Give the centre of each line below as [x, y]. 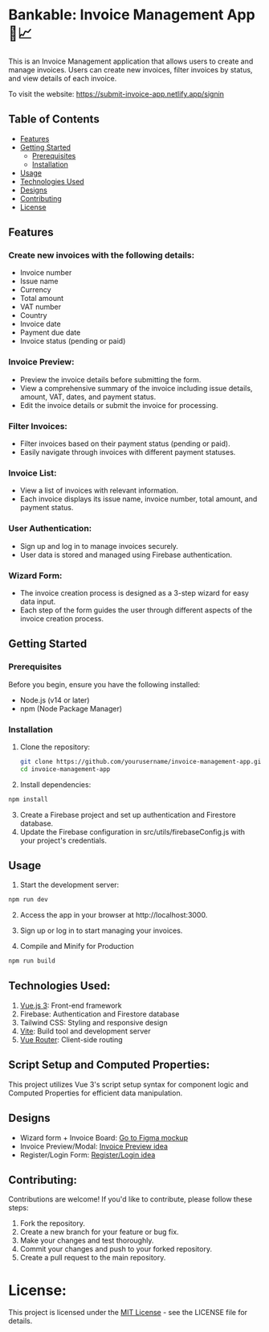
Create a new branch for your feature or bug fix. [99, 1232]
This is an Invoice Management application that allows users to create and [131, 61]
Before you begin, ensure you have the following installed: [104, 684]
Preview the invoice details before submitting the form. [110, 379]
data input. [38, 601]
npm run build [32, 961]
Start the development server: [69, 885]
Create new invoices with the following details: [102, 255]
